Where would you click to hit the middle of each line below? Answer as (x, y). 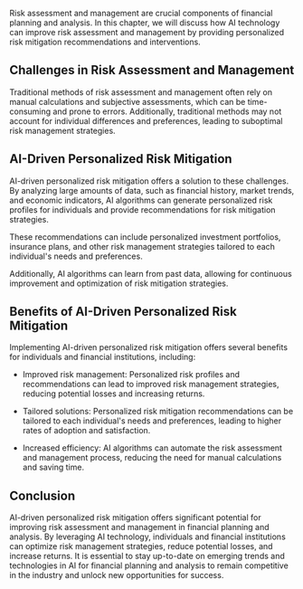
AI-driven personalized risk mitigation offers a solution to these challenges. (149, 181)
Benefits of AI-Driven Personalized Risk (123, 312)
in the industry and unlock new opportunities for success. (117, 575)
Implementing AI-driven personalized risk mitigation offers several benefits (148, 347)
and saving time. (53, 467)
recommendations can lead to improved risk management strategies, (151, 385)
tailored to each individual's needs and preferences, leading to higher (152, 421)
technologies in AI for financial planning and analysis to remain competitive (149, 565)
